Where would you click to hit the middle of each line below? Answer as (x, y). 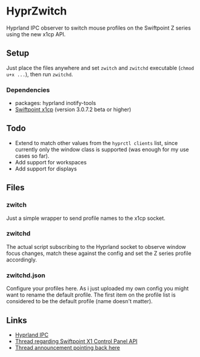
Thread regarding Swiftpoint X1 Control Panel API (76, 341)
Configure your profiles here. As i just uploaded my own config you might (98, 289)
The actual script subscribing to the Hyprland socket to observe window (96, 246)
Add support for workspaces (51, 162)
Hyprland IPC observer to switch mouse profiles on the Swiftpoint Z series (99, 28)
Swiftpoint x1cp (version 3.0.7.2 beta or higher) (73, 109)
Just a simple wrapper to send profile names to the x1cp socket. (86, 218)
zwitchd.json (26, 275)
